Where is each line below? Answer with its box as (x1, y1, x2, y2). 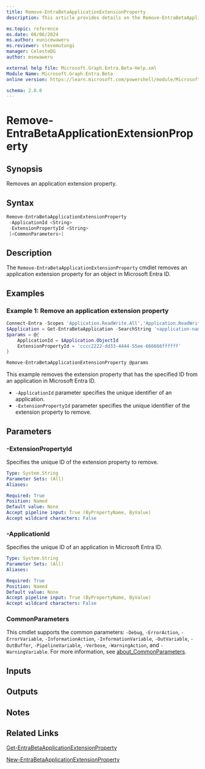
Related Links (6, 728, 59, 738)
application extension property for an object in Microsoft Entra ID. (6, 270, 171, 278)
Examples (6, 288, 45, 298)
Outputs (6, 687, 38, 697)
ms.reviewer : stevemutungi (6, 43, 75, 49)
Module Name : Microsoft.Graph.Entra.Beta (6, 71, 113, 77)
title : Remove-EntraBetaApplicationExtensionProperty (6, 9, 146, 15)
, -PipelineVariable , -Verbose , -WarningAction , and (31, 641, 160, 649)
